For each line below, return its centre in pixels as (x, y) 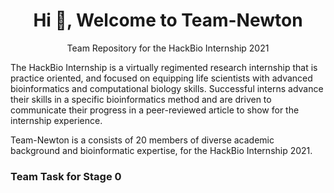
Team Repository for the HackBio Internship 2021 (168, 48)
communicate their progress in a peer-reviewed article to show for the (155, 110)
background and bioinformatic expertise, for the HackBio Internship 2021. (161, 150)
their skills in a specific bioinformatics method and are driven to (141, 99)
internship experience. (56, 120)
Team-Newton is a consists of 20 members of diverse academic (142, 140)
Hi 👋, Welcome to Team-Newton (168, 20)
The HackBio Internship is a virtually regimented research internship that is (164, 67)
